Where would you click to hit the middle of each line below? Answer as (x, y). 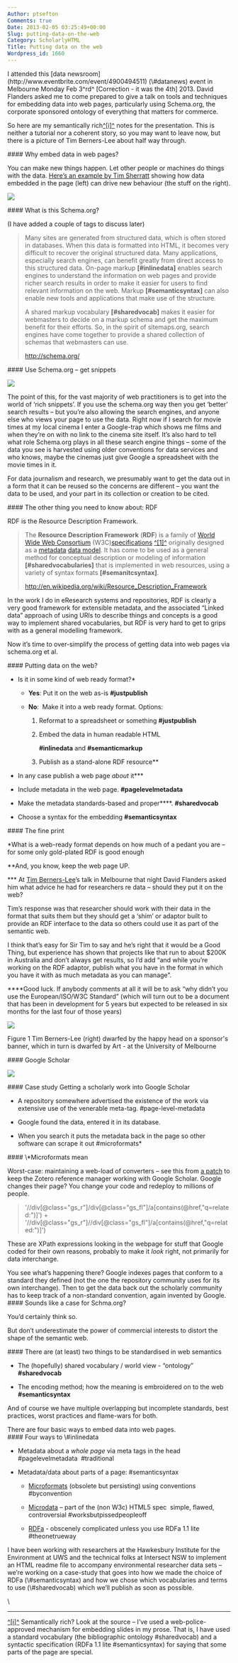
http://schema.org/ (52, 355)
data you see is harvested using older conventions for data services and (113, 449)
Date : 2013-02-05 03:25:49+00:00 (57, 27)
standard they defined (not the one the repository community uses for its (114, 1280)
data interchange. (33, 1259)
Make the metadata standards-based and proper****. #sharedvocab (118, 803)
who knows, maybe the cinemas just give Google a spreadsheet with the (113, 457)
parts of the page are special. (50, 1652)
